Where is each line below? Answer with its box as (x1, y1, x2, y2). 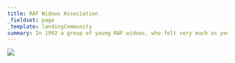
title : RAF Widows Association (7, 10, 99, 17)
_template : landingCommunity (7, 23, 92, 30)
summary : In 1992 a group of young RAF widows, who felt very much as (7, 29, 218, 37)
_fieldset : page (7, 17, 55, 24)
